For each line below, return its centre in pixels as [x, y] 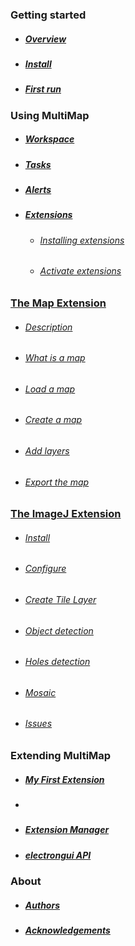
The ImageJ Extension [66, 514]
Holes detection [57, 662]
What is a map [55, 358]
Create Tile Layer [60, 600]
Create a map [53, 420]
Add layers [47, 450]
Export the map [57, 482]
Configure [45, 569]
